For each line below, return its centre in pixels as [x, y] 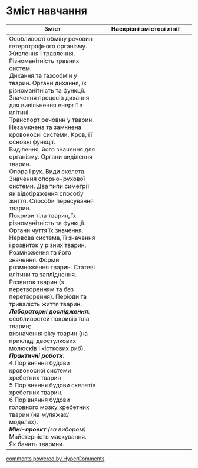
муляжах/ [55, 414]
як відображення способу [46, 193]
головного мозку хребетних [49, 407]
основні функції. [32, 141]
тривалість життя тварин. [46, 304]
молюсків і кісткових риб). [47, 348]
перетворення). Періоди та [48, 296]
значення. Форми [34, 259]
